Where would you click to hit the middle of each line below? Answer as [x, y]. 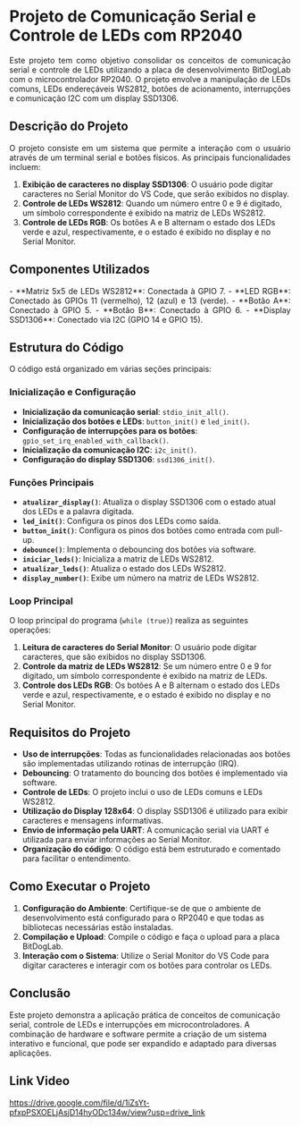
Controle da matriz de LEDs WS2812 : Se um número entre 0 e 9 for [147, 666]
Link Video [39, 1081]
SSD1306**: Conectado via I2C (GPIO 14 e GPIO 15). [106, 319]
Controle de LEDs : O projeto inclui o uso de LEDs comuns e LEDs [142, 792]
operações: [30, 630]
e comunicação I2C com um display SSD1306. [94, 98]
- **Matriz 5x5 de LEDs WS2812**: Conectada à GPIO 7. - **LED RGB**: [150, 291]
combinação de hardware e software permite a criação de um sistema [138, 1034]
